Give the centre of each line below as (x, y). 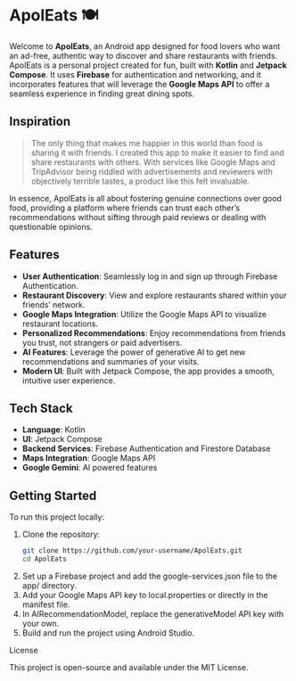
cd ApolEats (44, 559)
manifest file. (46, 604)
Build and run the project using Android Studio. (108, 633)
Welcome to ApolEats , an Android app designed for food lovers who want (145, 46)
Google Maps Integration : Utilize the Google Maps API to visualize (144, 314)
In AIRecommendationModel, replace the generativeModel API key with (153, 613)
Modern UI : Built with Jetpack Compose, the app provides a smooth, (148, 371)
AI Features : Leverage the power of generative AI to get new (134, 352)
